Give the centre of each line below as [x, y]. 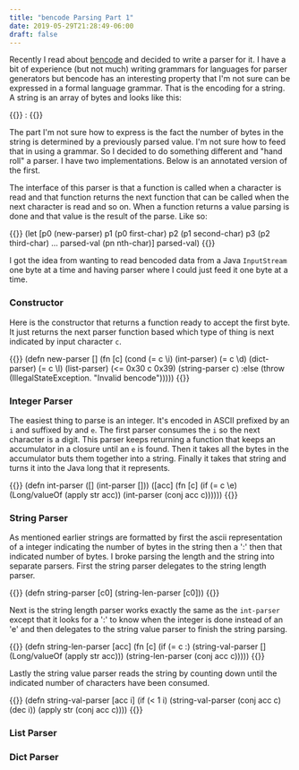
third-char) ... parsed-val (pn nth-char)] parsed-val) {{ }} [112, 244]
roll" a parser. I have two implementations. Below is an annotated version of [149, 161]
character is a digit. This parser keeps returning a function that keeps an [142, 439]
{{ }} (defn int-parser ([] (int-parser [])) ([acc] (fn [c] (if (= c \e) [123, 485]
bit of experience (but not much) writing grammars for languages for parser [149, 69]
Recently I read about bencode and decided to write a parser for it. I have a [148, 60]
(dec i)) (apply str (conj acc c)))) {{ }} [76, 710]
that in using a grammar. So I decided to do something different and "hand [146, 151]
